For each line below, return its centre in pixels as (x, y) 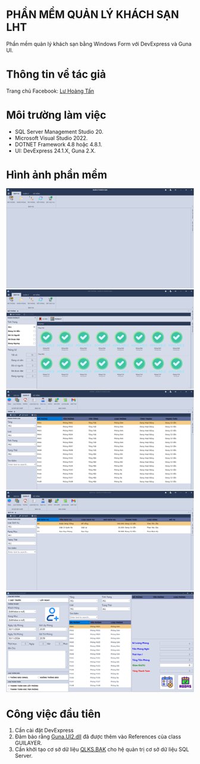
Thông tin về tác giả (56, 74)
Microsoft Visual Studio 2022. (51, 138)
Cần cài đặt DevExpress (44, 731)
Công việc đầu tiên (54, 714)
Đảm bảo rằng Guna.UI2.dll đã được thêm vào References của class (98, 737)
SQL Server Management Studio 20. (59, 132)
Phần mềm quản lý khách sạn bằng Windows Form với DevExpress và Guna (99, 44)
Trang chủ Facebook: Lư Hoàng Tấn (50, 91)
